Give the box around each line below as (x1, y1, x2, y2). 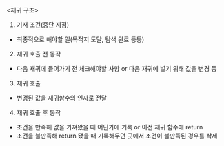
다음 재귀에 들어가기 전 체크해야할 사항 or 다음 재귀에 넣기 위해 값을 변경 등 (16, 65, 217, 72)
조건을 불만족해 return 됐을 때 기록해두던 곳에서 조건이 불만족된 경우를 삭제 (16, 132, 218, 140)
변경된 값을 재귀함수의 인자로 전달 (16, 94, 108, 102)
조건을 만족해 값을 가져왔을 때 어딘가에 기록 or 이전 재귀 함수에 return (16, 123, 203, 131)
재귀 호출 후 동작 (16, 109, 61, 116)
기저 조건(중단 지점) (16, 21, 70, 29)
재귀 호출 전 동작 (16, 50, 61, 58)
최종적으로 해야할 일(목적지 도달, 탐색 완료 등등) (16, 35, 145, 43)
